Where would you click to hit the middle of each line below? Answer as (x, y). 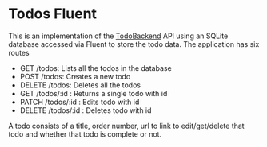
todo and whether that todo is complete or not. (85, 134)
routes (19, 52)
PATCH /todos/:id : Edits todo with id (80, 102)
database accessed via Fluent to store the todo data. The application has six (134, 44)
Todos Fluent (53, 14)
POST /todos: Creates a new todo (75, 76)
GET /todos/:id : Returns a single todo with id (94, 93)
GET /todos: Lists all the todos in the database (96, 68)
